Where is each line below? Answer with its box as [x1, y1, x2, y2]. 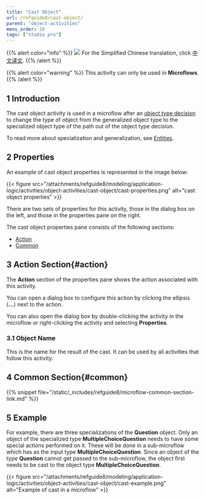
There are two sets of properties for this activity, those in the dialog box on [6, 205, 195, 212]
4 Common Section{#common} [6, 372, 129, 383]
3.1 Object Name [6, 334, 56, 342]
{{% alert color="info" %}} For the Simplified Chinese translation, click [6, 50, 191, 57]
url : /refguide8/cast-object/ [6, 15, 84, 21]
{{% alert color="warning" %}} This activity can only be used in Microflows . [6, 69, 199, 76]
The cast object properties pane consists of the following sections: [6, 223, 175, 231]
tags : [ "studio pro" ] [6, 32, 62, 38]
